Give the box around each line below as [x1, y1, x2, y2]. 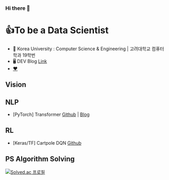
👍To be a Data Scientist [5, 25, 109, 36]
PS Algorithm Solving [5, 155, 75, 164]
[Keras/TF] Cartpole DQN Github [12, 139, 82, 146]
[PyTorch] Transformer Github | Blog [12, 111, 90, 117]
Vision [5, 81, 27, 89]
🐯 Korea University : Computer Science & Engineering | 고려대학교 [12, 46, 151, 52]
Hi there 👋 [5, 5, 31, 12]
